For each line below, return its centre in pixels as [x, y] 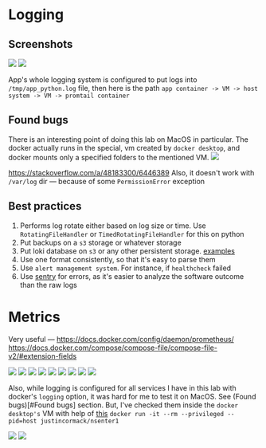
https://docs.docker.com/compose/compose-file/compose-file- [113, 348]
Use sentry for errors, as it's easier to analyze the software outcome [132, 276]
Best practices [45, 206]
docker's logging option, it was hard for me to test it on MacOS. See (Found [132, 396]
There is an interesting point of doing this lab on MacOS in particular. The [128, 139]
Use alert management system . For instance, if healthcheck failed [125, 268]
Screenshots [41, 44]
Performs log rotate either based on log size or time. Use [113, 226]
